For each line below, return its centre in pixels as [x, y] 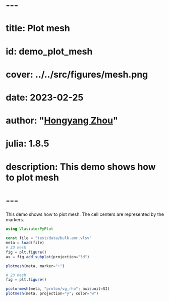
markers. [15, 220]
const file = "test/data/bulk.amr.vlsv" [49, 238]
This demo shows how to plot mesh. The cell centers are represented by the [85, 214]
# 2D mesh [16, 275]
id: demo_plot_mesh [49, 51]
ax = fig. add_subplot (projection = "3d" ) [48, 257]
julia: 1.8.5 [27, 144]
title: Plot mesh [38, 28]
